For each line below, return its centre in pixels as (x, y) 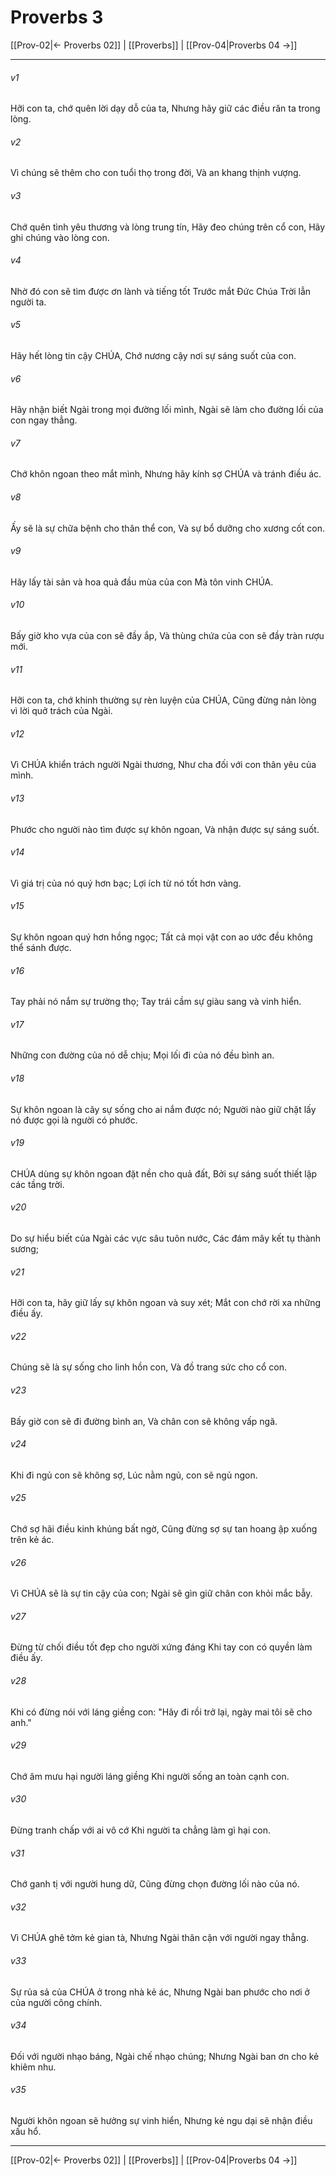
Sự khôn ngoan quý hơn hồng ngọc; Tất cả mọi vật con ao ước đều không (161, 937)
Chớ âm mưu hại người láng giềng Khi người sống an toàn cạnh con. (150, 1776)
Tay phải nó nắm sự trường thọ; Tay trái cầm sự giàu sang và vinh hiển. (156, 1002)
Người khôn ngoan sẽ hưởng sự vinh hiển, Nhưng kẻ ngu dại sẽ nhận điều (161, 2121)
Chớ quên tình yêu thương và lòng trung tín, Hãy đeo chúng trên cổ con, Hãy (168, 227)
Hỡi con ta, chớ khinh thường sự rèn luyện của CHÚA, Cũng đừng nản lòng (163, 700)
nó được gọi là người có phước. (74, 1120)
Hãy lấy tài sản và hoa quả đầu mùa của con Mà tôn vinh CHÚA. (142, 582)
